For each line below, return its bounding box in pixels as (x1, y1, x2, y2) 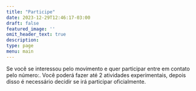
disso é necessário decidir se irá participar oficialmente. (6, 78, 146, 85)
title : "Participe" (6, 8, 56, 15)
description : (6, 37, 39, 43)
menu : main (6, 49, 34, 55)
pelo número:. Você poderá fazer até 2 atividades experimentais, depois (6, 71, 186, 79)
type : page (6, 43, 34, 49)
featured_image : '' (6, 25, 56, 32)
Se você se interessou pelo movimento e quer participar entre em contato (6, 65, 191, 72)
